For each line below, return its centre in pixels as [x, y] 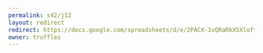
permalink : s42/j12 [40, 15]
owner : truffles [34, 37]
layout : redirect [36, 23]
